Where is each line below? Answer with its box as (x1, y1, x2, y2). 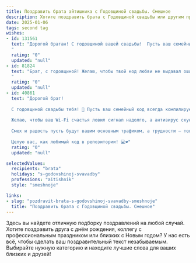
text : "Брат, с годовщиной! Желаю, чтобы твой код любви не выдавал (11, 68, 181, 74)
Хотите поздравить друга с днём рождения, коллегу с (6, 226, 142, 233)
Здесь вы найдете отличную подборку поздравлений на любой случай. (6, 220, 185, 227)
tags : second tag (6, 25, 48, 31)
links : (6, 192, 22, 199)
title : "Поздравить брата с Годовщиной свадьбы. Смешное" (11, 203, 156, 209)
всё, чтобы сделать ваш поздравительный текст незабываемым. (6, 238, 168, 245)
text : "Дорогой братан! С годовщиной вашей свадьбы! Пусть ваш (11, 41, 171, 47)
